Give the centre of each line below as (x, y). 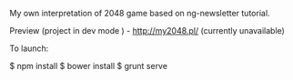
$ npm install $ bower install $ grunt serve (89, 66)
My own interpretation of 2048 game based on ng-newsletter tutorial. (140, 13)
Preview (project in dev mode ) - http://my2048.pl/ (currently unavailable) (147, 30)
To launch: (29, 48)
